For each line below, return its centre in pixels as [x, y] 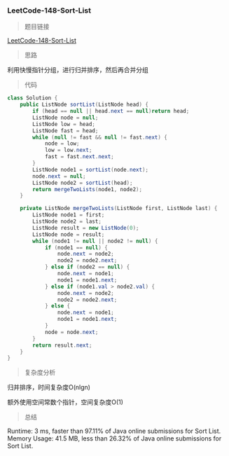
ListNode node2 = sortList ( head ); [83, 183]
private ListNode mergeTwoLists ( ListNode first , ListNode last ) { [119, 209]
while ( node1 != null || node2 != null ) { [95, 241]
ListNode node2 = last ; [67, 222]
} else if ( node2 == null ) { [87, 267]
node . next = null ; [59, 176]
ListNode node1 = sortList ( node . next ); [91, 170]
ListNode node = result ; [69, 234]
